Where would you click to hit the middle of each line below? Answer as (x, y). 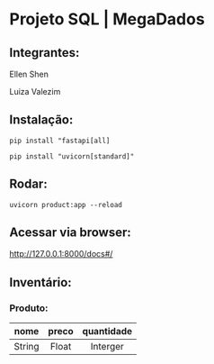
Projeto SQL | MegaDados (107, 19)
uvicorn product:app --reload (66, 205)
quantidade (107, 332)
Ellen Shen (29, 74)
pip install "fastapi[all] (60, 141)
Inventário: (40, 282)
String (27, 347)
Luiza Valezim (35, 91)
